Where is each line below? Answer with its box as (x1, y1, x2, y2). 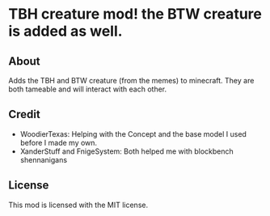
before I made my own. (19, 138, 98, 147)
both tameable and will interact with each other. (8, 84, 167, 94)
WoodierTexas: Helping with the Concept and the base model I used (19, 129, 247, 138)
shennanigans (19, 155, 67, 164)
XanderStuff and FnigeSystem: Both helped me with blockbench (19, 146, 234, 156)
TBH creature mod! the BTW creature (8, 5, 263, 23)
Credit (8, 108, 40, 121)
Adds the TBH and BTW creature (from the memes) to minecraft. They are (8, 76, 255, 85)
